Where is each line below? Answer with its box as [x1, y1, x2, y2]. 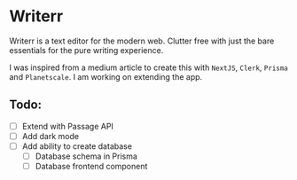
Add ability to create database [21, 140, 133, 152]
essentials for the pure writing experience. [9, 44, 164, 55]
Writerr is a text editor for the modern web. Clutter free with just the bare [9, 35, 275, 46]
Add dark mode [21, 130, 80, 141]
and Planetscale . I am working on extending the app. [9, 71, 203, 82]
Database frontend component [35, 161, 148, 171]
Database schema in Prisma [35, 151, 137, 161]
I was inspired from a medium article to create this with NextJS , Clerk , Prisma [9, 62, 288, 73]
